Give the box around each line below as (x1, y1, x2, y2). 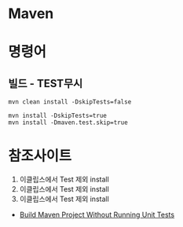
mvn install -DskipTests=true (8, 112, 108, 120)
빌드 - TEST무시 (8, 76, 83, 90)
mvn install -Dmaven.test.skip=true (8, 119, 128, 126)
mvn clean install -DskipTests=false (8, 98, 132, 106)
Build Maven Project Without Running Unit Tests (19, 210, 175, 220)
